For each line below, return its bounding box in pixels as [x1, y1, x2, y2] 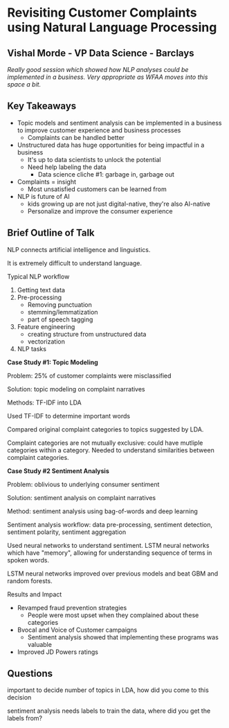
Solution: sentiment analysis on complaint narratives [7, 493, 156, 501]
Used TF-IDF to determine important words [7, 411, 130, 420]
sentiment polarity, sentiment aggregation [7, 528, 127, 536]
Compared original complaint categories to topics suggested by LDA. [7, 425, 204, 434]
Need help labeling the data [27, 163, 107, 171]
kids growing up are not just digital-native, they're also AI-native [27, 199, 211, 208]
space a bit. [7, 80, 42, 88]
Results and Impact [7, 590, 62, 598]
